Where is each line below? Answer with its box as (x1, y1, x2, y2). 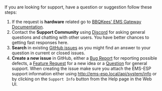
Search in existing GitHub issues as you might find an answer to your (11, 45, 151, 50)
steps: (4, 9, 17, 15)
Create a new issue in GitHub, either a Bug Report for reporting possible (11, 55, 157, 61)
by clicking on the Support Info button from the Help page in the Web (11, 76, 152, 82)
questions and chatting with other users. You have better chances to (11, 34, 149, 40)
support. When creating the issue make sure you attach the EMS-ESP (11, 66, 152, 71)
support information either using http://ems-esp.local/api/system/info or (11, 71, 157, 76)
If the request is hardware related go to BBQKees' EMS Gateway (11, 19, 142, 24)
